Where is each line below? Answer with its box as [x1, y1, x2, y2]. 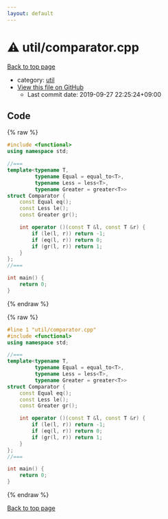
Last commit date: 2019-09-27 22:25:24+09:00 [27, 90, 162, 98]
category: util [16, 76, 55, 84]
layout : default [7, 10, 53, 17]
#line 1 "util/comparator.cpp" [7, 326, 97, 333]
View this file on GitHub [16, 83, 84, 91]
